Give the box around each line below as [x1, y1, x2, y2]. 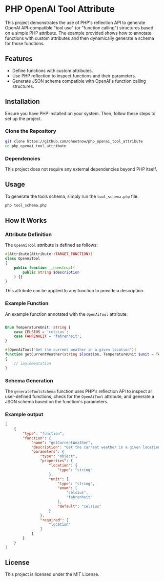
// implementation [14, 361, 51, 366]
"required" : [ [40, 517, 69, 522]
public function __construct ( [14, 265, 76, 270]
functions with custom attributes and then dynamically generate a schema [5, 35, 155, 41]
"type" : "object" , [40, 454, 78, 459]
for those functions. [5, 40, 45, 46]
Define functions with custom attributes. [12, 68, 93, 73]
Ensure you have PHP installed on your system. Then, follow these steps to [5, 110, 156, 116]
